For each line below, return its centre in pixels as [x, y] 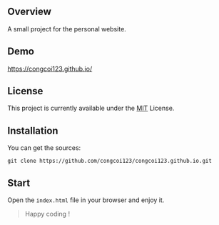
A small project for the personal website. [67, 29]
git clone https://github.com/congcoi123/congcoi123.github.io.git [110, 161]
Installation [33, 130]
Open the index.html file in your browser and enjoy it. [86, 200]
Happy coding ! [47, 214]
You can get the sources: [44, 148]
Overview [30, 12]
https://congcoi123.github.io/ [50, 69]
